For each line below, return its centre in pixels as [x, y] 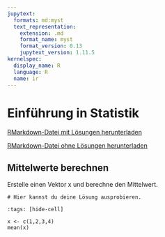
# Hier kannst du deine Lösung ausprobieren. [74, 197]
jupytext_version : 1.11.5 [57, 53]
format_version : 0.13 [51, 46]
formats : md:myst [39, 20]
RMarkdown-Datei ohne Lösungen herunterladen [78, 146]
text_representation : [45, 26]
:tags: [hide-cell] [36, 210]
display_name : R [37, 66]
